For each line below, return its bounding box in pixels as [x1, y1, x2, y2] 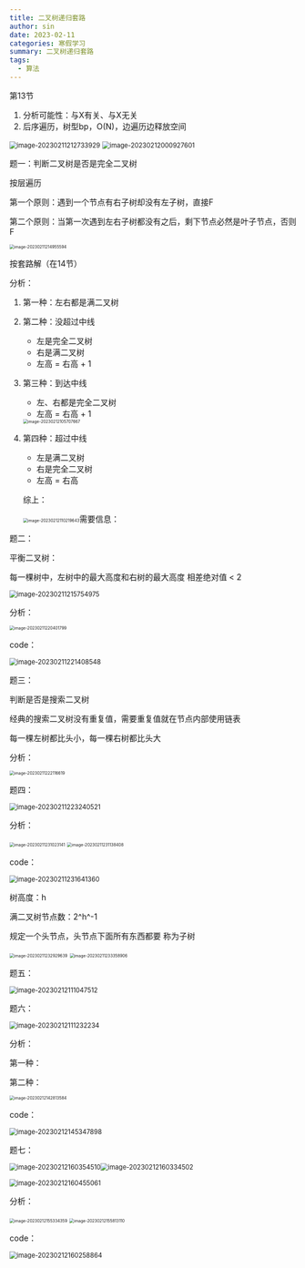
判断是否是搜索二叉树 [9, 694, 89, 705]
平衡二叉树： [9, 552, 57, 563]
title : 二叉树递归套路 [9, 13, 86, 23]
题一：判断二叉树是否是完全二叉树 [9, 157, 137, 168]
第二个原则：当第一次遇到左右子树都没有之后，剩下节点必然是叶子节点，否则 [9, 216, 297, 227]
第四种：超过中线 [22, 432, 87, 443]
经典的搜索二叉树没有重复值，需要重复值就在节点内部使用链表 [9, 713, 241, 724]
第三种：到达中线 [22, 377, 87, 388]
